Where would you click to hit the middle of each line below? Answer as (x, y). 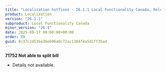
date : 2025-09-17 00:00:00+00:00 (40, 32)
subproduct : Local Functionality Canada (47, 23)
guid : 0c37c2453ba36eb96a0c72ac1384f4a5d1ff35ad (56, 42)
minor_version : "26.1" (28, 28)
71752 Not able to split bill (32, 55)
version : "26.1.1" (24, 19)
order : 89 (15, 37)
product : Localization (28, 14)
